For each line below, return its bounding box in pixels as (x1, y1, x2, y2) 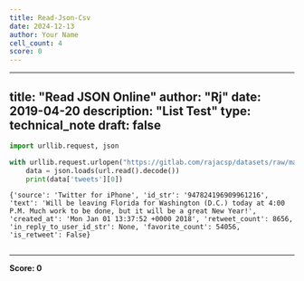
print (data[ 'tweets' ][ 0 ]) (25, 174, 124, 184)
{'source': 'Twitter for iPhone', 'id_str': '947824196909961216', (9, 191, 270, 200)
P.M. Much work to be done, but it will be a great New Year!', (9, 207, 257, 216)
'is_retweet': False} (9, 230, 91, 240)
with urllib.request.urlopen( (9, 158, 124, 167)
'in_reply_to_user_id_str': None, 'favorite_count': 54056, (9, 223, 242, 232)
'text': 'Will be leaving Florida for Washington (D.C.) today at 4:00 (9, 199, 285, 208)
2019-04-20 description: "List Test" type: (9, 103, 252, 119)
